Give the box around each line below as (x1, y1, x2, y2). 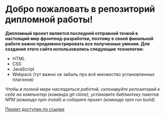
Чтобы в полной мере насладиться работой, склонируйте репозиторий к (5, 86, 160, 92)
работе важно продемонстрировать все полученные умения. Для (5, 40, 150, 46)
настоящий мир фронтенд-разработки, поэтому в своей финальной (5, 36, 154, 41)
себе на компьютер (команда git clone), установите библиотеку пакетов (5, 91, 159, 97)
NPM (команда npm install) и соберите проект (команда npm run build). (5, 96, 156, 102)
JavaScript (12, 66, 35, 72)
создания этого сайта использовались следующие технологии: (5, 46, 144, 52)
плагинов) (12, 77, 34, 82)
